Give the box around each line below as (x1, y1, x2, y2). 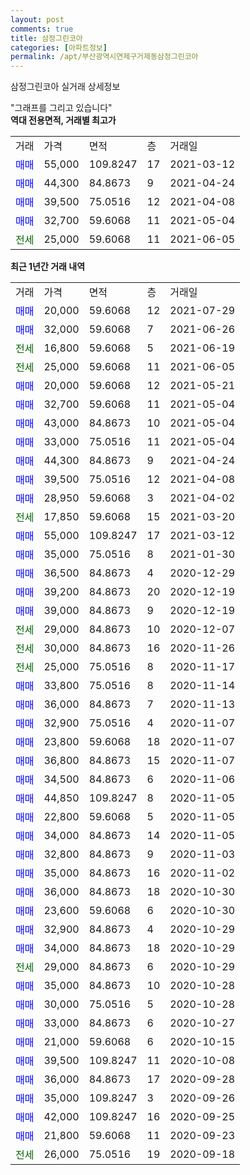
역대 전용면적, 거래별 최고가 (10, 114, 117, 126)
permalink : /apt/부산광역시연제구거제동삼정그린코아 (10, 52, 199, 62)
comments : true (10, 24, 74, 34)
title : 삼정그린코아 (10, 33, 83, 43)
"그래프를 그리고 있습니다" (10, 102, 113, 114)
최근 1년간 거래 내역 (10, 261, 86, 273)
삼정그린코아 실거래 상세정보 (10, 81, 121, 93)
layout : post (10, 14, 65, 25)
